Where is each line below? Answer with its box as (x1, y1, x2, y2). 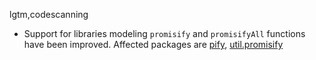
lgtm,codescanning (9, 9, 89, 20)
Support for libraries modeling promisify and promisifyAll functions (23, 28, 306, 39)
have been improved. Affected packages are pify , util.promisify (23, 39, 284, 50)
